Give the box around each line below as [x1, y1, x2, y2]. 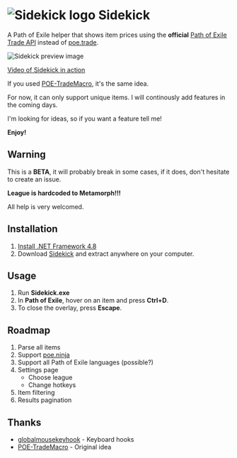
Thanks [7, 416, 42, 428]
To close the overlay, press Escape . [17, 303, 122, 312]
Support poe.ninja [17, 351, 70, 359]
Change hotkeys [28, 381, 76, 389]
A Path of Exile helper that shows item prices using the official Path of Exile [7, 30, 228, 39]
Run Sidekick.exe [17, 289, 70, 297]
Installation [7, 223, 58, 235]
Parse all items [17, 343, 61, 352]
